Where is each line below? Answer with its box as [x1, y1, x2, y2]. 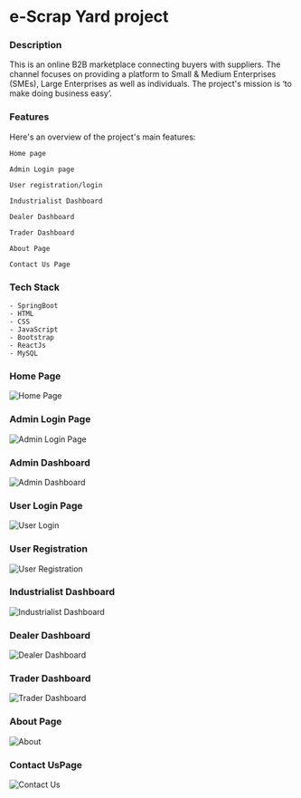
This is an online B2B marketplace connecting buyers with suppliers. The [9, 59, 281, 70]
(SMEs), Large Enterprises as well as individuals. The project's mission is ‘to [9, 79, 292, 90]
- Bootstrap [9, 333, 54, 342]
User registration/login [9, 180, 103, 189]
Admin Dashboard [9, 456, 90, 468]
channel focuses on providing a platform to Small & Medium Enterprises [9, 69, 277, 80]
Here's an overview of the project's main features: [9, 131, 196, 142]
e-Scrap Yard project [9, 6, 169, 27]
